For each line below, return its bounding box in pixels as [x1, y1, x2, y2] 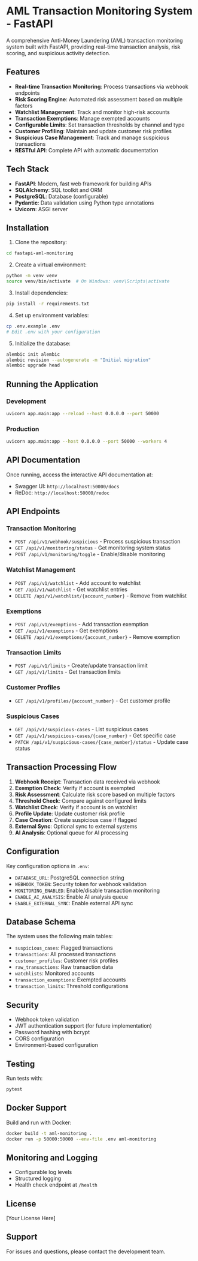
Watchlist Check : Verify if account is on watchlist [14, 803, 138, 810]
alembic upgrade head [6, 362, 60, 368]
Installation [6, 223, 49, 233]
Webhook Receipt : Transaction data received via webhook [14, 778, 160, 785]
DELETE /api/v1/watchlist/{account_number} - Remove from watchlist [14, 592, 187, 599]
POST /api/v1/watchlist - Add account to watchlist [14, 579, 141, 586]
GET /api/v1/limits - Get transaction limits [14, 668, 121, 675]
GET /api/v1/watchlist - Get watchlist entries [14, 586, 127, 593]
